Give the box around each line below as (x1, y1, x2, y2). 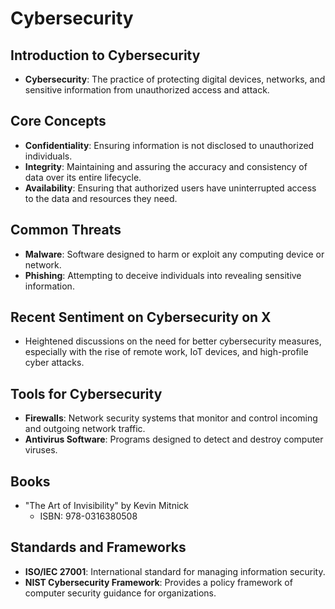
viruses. (24, 444, 58, 456)
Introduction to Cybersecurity (10, 47, 201, 64)
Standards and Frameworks (10, 539, 187, 556)
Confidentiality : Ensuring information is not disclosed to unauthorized (24, 139, 315, 151)
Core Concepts (10, 113, 107, 130)
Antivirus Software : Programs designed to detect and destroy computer (24, 433, 324, 446)
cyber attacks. (24, 357, 85, 369)
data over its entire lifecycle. (24, 171, 142, 183)
